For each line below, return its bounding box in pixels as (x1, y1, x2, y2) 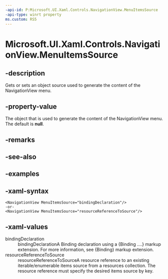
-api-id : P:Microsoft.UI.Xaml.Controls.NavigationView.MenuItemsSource (5, 7, 158, 13)
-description (5, 69, 45, 77)
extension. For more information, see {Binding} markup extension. (18, 246, 154, 252)
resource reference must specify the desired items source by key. (18, 267, 154, 274)
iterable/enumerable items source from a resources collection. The (18, 262, 156, 268)
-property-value (5, 102, 57, 111)
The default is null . (5, 121, 44, 127)
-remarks (5, 135, 35, 144)
